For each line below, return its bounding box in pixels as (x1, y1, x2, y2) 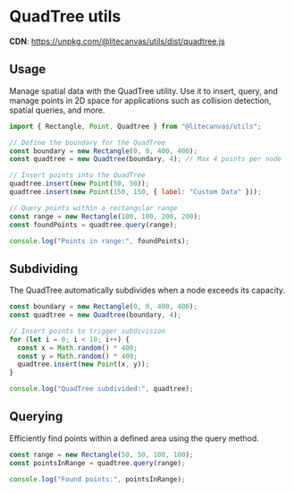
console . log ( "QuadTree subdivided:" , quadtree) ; (9, 385, 194, 394)
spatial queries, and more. (9, 105, 105, 115)
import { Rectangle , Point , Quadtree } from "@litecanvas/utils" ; (9, 122, 262, 131)
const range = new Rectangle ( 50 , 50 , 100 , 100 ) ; (9, 450, 194, 459)
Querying (9, 409, 63, 424)
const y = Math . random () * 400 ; (17, 352, 139, 361)
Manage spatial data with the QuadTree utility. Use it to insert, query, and (9, 85, 279, 96)
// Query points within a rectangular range (9, 203, 178, 212)
